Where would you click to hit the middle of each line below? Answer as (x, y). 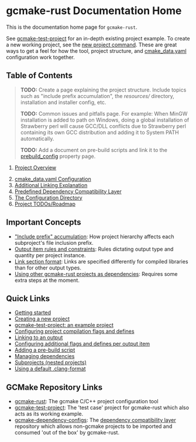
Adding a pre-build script (45, 350)
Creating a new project (42, 319)
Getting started (33, 313)
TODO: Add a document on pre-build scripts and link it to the (94, 150)
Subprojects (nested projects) (50, 363)
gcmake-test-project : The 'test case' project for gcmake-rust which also (102, 408)
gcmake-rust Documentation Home (94, 11)
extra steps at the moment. (47, 280)
